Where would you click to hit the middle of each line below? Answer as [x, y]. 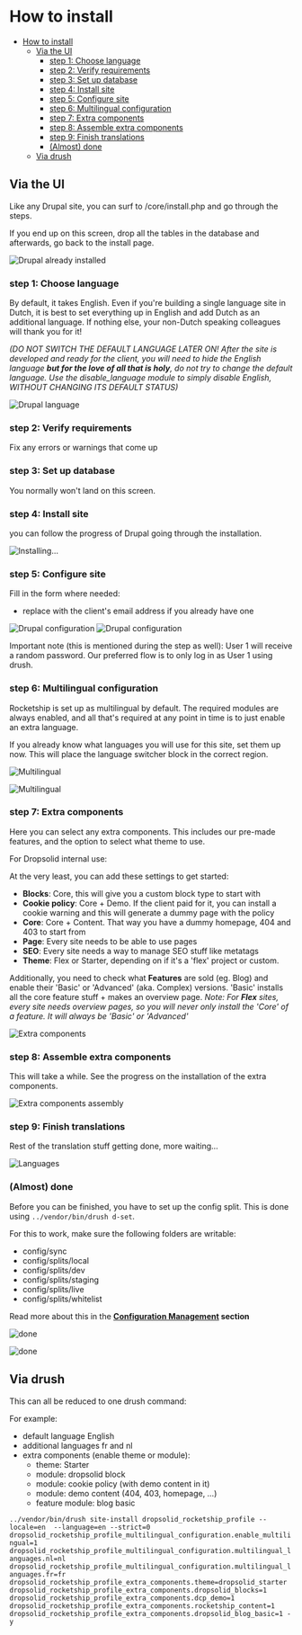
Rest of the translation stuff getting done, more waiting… [114, 1146]
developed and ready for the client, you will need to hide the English [135, 359]
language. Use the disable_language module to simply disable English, [141, 378]
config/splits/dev [53, 1270]
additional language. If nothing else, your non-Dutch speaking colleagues [145, 322]
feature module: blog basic [85, 1503]
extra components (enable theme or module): [106, 1455]
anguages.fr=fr [38, 1574]
